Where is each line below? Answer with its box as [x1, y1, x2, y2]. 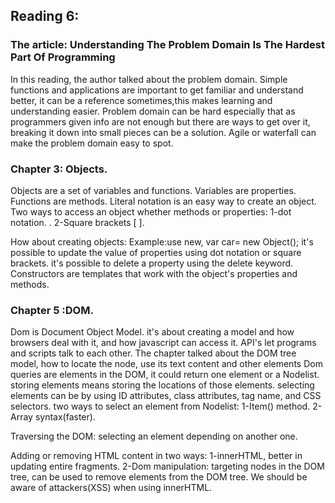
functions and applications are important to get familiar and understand [10, 84, 304, 96]
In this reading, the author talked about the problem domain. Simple [10, 73, 288, 85]
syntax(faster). [34, 411, 96, 423]
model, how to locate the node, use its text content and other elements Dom [10, 358, 323, 370]
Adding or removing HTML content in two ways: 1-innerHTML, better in [10, 450, 303, 462]
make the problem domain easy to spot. [10, 137, 174, 149]
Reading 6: [10, 8, 80, 25]
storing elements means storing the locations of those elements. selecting [10, 379, 315, 391]
